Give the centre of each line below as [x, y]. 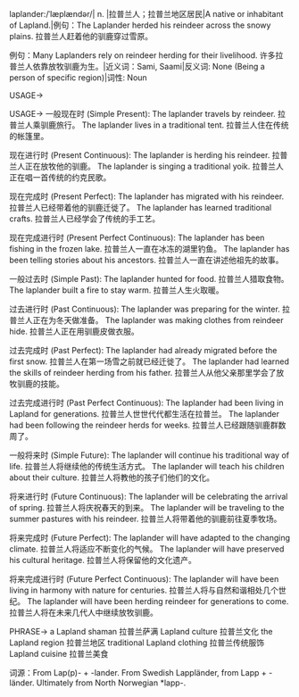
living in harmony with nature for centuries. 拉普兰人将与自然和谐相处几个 [144, 590]
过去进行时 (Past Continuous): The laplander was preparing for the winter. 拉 [150, 309]
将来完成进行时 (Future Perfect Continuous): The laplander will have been [144, 579]
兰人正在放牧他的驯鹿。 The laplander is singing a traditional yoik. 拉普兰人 [146, 166]
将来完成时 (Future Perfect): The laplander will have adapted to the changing [150, 538]
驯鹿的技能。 [40, 384]
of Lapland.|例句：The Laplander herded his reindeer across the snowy [140, 25]
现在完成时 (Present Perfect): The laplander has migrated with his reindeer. [147, 196]
